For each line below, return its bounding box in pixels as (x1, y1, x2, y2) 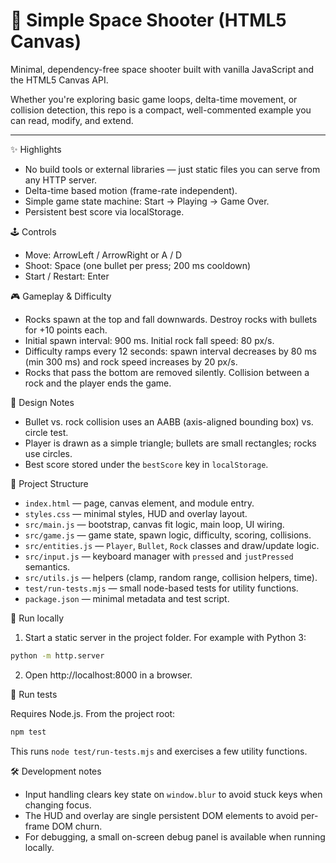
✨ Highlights (10, 143, 62, 155)
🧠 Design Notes (10, 396, 75, 408)
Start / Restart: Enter (24, 270, 110, 282)
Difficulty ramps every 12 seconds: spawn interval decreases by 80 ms (24, 345, 317, 357)
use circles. (24, 447, 73, 459)
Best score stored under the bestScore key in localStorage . (24, 458, 269, 470)
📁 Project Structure (10, 477, 89, 489)
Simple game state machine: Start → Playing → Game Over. (24, 195, 270, 207)
